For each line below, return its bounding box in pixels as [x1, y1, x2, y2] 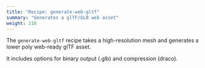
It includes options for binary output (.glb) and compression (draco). [6, 55, 178, 63]
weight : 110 [6, 20, 37, 26]
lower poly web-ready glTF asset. [6, 43, 91, 50]
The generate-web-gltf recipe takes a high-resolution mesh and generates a [6, 37, 199, 44]
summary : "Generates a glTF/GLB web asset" [6, 15, 119, 21]
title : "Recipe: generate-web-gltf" [6, 8, 100, 15]
